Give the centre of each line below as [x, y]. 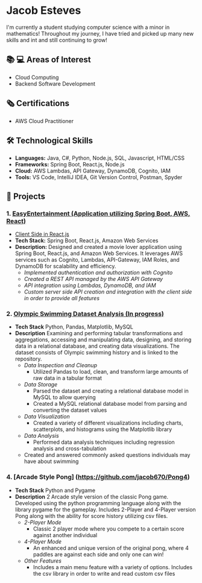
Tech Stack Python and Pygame [55, 490]
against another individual [65, 535]
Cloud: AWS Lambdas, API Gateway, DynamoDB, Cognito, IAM [93, 171]
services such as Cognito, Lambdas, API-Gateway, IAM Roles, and [97, 260]
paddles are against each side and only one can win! [98, 554]
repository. [28, 359]
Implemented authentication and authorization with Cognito [98, 273]
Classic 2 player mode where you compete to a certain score [109, 529]
